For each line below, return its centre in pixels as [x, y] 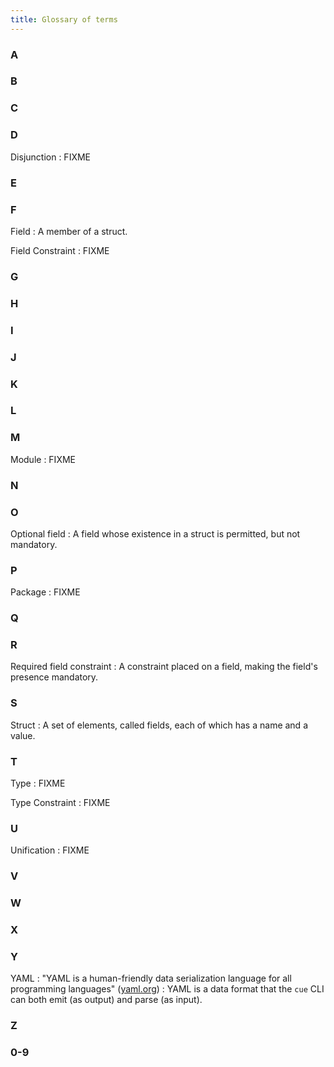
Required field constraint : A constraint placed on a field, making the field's [164, 667]
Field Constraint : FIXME [60, 250]
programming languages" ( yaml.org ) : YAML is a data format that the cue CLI [167, 989]
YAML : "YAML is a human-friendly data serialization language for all [151, 978]
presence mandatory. [54, 677]
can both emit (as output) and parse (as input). [106, 1000]
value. [23, 735]
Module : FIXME [43, 459]
